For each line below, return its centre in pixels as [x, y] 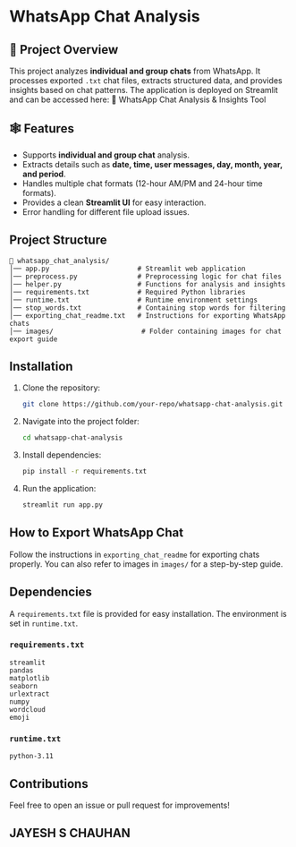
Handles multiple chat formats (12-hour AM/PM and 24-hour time [142, 183]
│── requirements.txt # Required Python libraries [127, 292]
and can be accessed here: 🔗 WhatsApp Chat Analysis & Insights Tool [138, 99]
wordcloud [28, 709]
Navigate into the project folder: [81, 422]
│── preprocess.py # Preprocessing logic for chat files [145, 276]
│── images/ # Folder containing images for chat [145, 331]
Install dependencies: [62, 455]
